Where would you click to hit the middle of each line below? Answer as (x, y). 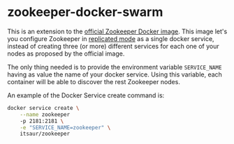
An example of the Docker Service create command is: (86, 95)
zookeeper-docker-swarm (85, 12)
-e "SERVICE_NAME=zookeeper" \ (65, 127)
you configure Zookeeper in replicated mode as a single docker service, (111, 38)
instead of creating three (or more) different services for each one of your (113, 46)
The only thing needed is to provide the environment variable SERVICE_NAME (115, 67)
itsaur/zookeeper (45, 134)
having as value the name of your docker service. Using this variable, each (115, 74)
